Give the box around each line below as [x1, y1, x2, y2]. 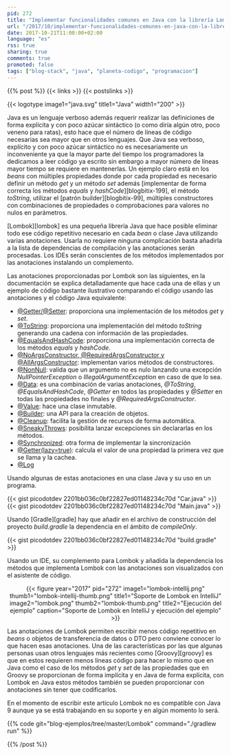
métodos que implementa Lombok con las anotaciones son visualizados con [7, 564, 223, 572]
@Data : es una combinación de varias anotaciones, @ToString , [16, 380, 196, 388]
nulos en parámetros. [7, 208, 67, 217]
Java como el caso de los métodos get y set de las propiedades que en [7, 663, 210, 672]
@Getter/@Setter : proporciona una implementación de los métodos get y [16, 307, 224, 315]
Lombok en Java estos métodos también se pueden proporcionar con [7, 678, 205, 686]
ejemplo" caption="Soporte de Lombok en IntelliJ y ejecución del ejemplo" [10, 606, 221, 615]
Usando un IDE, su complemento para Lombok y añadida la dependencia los [7, 556, 223, 564]
